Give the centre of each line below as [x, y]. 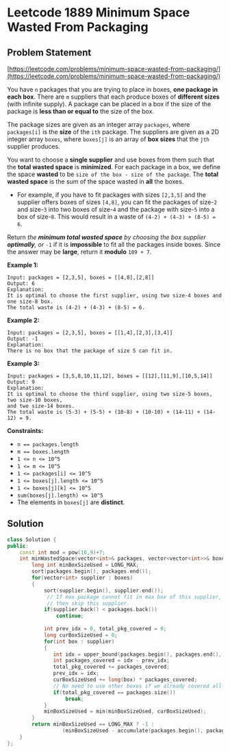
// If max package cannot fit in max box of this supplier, [135, 597]
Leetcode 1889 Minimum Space [99, 13]
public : [18, 546]
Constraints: [25, 431]
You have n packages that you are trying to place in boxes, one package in [112, 89]
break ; [75, 699]
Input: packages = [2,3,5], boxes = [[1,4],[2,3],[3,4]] [90, 333]
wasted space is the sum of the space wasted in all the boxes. [95, 182]
